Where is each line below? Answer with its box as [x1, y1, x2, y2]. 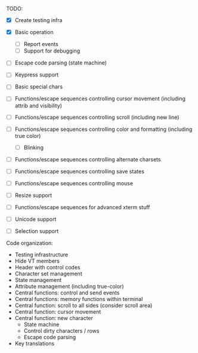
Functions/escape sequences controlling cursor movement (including [14, 95, 186, 102]
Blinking [23, 143, 44, 151]
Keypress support [14, 71, 59, 78]
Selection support [14, 228, 59, 235]
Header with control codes [14, 264, 81, 271]
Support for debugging [23, 47, 81, 54]
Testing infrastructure [14, 251, 69, 259]
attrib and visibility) [14, 102, 63, 109]
